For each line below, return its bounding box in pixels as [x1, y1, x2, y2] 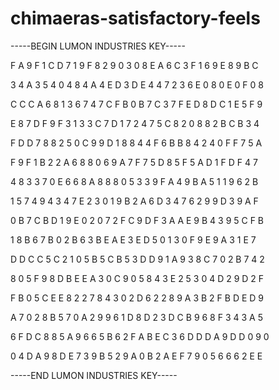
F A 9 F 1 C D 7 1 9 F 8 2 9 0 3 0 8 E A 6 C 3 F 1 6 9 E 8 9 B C [10, 59, 259, 71]
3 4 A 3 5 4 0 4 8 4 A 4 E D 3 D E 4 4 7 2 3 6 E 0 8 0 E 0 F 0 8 [10, 78, 265, 91]
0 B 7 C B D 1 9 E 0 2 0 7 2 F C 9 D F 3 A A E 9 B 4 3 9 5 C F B [10, 214, 265, 226]
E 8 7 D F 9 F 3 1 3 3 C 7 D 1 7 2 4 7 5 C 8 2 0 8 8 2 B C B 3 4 [10, 117, 260, 129]
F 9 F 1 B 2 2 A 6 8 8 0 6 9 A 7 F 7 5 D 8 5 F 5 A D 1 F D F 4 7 [10, 156, 258, 168]
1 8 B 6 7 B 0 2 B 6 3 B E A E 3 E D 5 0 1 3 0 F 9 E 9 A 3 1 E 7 [10, 233, 257, 246]
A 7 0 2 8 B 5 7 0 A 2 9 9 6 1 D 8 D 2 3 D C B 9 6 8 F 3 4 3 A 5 [10, 311, 263, 323]
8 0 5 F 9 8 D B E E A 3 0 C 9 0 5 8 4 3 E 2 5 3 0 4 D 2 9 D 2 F [10, 272, 265, 284]
